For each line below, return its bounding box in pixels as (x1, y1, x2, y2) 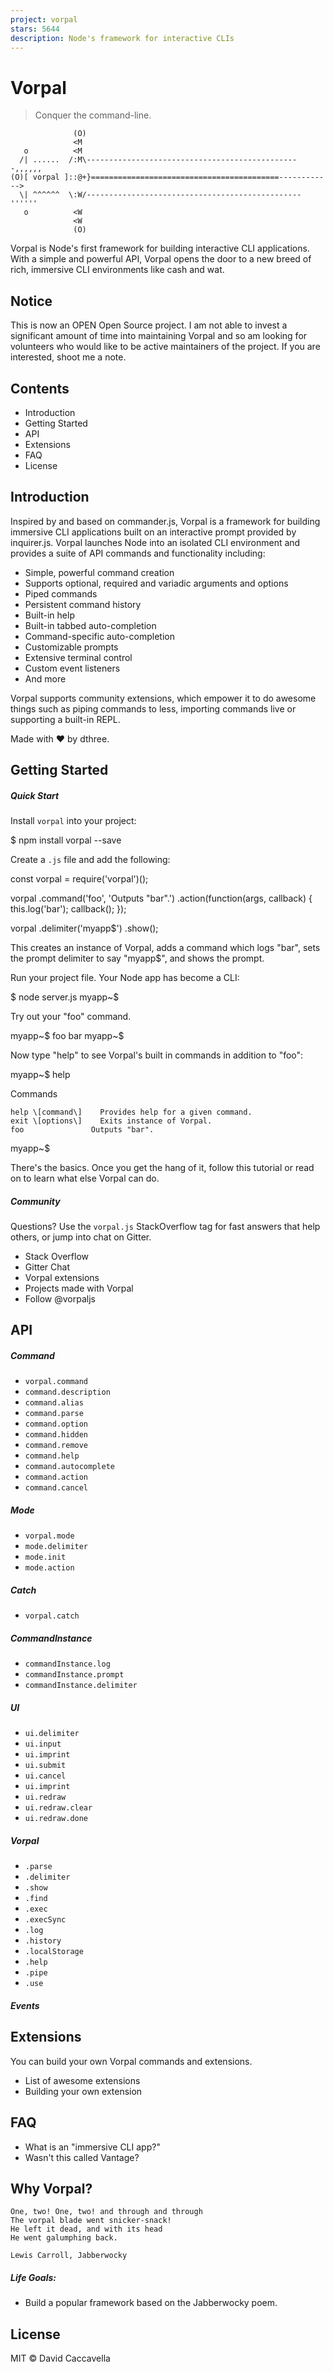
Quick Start (10, 789, 60, 801)
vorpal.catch (24, 1611, 80, 1621)
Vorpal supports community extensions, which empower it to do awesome (10, 692, 317, 704)
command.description (24, 1387, 111, 1398)
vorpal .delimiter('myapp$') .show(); (10, 922, 159, 935)
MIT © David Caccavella (10, 2352, 111, 2365)
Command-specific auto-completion (24, 630, 175, 642)
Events (10, 1999, 40, 2011)
